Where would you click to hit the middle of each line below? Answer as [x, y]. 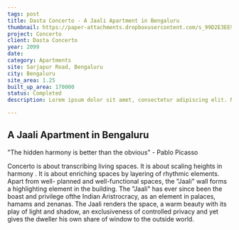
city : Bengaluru [31, 73]
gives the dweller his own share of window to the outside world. [101, 219]
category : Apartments [39, 61]
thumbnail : [23, 27]
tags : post [23, 14]
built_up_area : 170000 [41, 87]
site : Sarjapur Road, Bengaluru [55, 67]
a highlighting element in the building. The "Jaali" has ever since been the [115, 189]
